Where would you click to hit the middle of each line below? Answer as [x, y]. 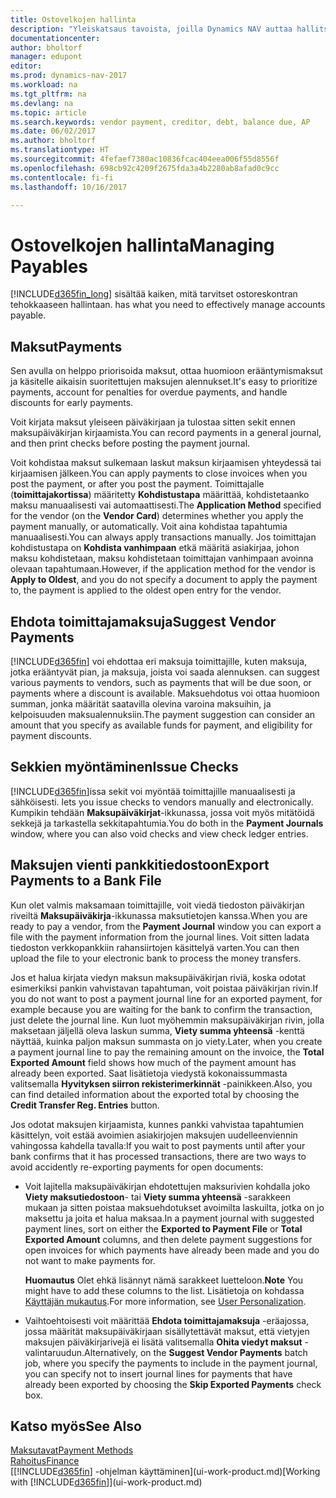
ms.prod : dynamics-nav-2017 [69, 76]
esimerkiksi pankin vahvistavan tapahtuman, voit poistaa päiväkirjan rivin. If [164, 988]
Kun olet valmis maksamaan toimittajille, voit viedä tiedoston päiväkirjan [157, 905]
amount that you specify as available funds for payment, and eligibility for [161, 725]
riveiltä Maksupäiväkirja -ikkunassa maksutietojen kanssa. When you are [159, 915]
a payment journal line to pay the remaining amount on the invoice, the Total [167, 1052]
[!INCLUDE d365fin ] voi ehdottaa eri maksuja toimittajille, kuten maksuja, [159, 661]
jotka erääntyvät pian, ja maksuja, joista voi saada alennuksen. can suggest [165, 672]
